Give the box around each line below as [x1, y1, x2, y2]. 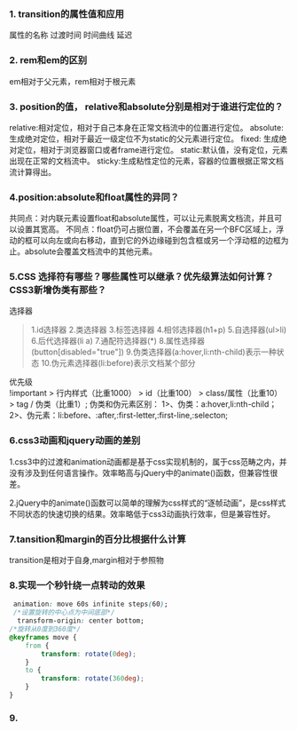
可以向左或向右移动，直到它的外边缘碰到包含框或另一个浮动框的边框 [32, 235, 281, 246]
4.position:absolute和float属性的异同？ [9, 191, 180, 203]
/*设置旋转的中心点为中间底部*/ [12, 608, 115, 617]
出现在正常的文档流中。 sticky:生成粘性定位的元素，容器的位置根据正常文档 [9, 155, 284, 166]
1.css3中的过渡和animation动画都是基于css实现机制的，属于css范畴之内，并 [9, 456, 287, 467]
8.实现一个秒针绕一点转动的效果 [9, 579, 145, 592]
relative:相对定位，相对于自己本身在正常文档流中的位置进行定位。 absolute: [9, 122, 284, 132]
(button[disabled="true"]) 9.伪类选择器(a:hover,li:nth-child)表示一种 [30, 346, 277, 357]
